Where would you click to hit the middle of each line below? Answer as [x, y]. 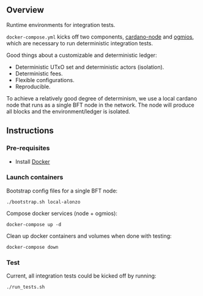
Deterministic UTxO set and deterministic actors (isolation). [90, 67]
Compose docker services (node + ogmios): [62, 213]
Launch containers [35, 177]
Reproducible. [33, 86]
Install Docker [32, 161]
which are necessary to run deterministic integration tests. [80, 43]
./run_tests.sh [26, 287]
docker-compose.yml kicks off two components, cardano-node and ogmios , [100, 37]
